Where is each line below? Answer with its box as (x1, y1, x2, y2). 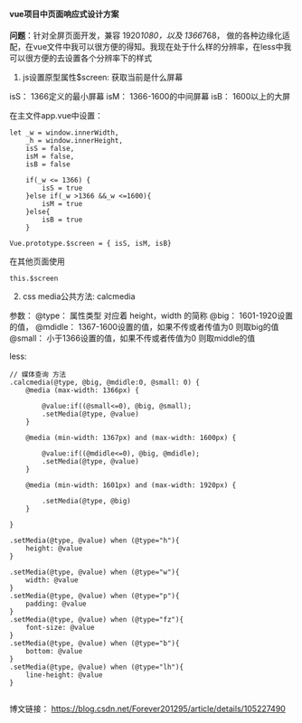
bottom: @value (25, 647, 83, 656)
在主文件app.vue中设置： (9, 110, 104, 121)
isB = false (25, 160, 71, 169)
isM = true (42, 200, 83, 209)
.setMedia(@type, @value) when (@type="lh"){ (9, 662, 184, 672)
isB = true (42, 215, 83, 225)
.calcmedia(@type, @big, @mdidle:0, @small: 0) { (9, 378, 201, 388)
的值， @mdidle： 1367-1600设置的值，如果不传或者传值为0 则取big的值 (9, 322, 279, 333)
